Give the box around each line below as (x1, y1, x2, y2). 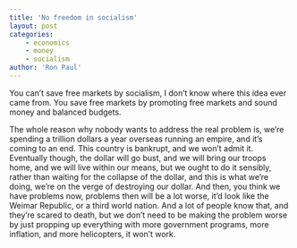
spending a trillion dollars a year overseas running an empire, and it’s (9, 133, 263, 144)
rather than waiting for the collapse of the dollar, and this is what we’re (9, 171, 269, 182)
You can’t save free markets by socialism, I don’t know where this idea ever (9, 87, 287, 98)
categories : (9, 30, 54, 38)
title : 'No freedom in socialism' (9, 13, 139, 22)
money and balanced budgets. (9, 107, 123, 117)
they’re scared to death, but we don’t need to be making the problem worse (9, 210, 288, 220)
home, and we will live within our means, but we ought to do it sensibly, (9, 162, 272, 173)
